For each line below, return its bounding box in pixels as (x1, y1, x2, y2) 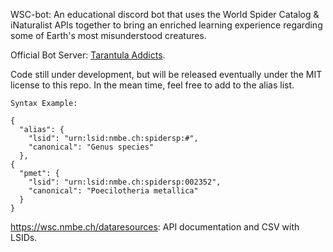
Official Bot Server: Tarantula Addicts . (10, 49, 166, 61)
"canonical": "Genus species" (28, 142, 155, 152)
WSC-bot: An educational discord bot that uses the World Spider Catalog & (10, 9, 320, 20)
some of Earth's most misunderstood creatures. (10, 30, 207, 41)
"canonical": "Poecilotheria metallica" (28, 186, 199, 196)
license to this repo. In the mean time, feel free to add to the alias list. (10, 79, 295, 91)
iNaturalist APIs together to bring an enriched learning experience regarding (10, 19, 323, 31)
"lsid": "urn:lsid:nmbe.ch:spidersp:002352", (28, 177, 222, 187)
